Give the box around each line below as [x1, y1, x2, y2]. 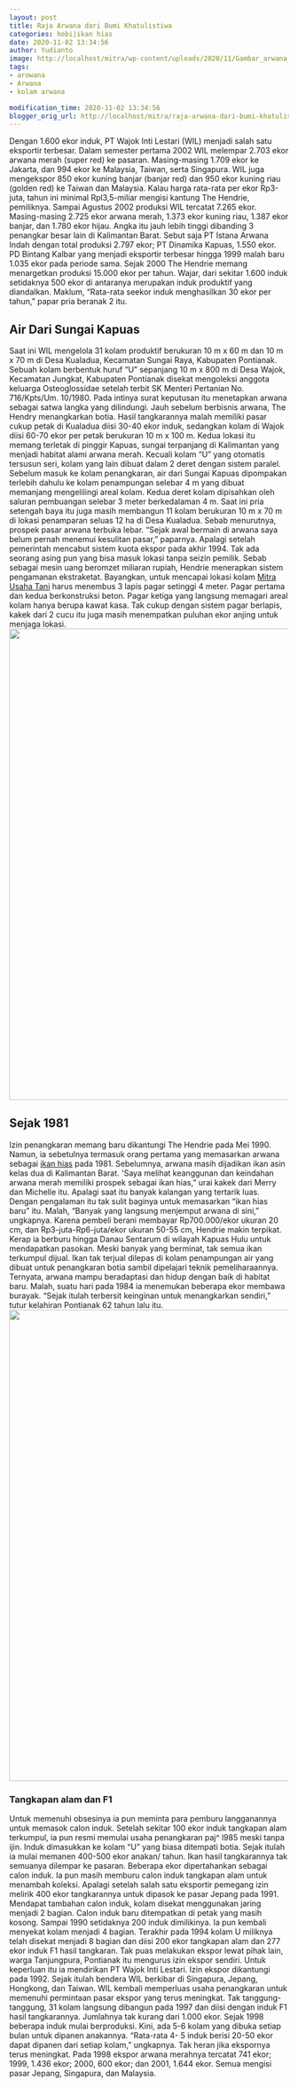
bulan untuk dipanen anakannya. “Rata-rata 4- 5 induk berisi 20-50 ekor [9, 2030, 273, 2041]
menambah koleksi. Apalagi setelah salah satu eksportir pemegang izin [9, 1879, 269, 1890]
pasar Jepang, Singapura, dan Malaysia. [9, 2068, 157, 2079]
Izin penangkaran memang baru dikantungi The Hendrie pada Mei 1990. [9, 1139, 272, 1150]
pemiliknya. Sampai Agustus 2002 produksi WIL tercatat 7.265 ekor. [9, 201, 257, 213]
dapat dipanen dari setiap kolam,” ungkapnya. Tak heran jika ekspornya [9, 2040, 271, 2051]
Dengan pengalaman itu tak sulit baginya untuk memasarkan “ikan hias [9, 1195, 269, 1207]
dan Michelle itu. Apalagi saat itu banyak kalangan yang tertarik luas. [9, 1186, 260, 1197]
